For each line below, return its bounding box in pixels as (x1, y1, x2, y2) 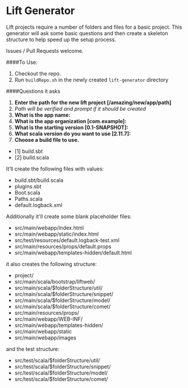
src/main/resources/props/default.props (14, 243, 112, 250)
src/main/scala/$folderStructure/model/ (14, 297, 111, 304)
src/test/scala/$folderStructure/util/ (14, 356, 100, 364)
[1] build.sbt (14, 148, 43, 155)
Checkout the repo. (14, 70, 61, 77)
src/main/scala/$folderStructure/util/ (14, 284, 103, 291)
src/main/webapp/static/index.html (14, 230, 99, 237)
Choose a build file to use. (14, 136, 79, 143)
